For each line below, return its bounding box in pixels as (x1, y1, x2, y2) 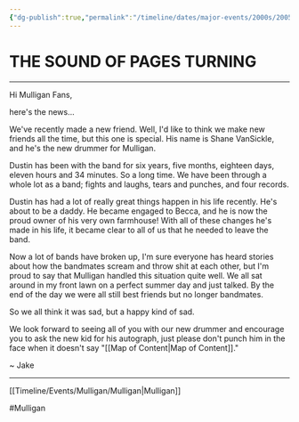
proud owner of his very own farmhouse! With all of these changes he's (9, 215, 272, 225)
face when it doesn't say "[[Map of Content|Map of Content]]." (9, 342, 239, 353)
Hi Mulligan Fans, (9, 89, 73, 100)
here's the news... (9, 106, 76, 117)
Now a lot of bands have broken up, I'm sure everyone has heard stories (9, 251, 274, 262)
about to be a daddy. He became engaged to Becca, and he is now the (9, 206, 269, 216)
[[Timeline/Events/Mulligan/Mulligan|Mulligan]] (9, 385, 182, 396)
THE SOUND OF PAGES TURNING (9, 51, 257, 71)
